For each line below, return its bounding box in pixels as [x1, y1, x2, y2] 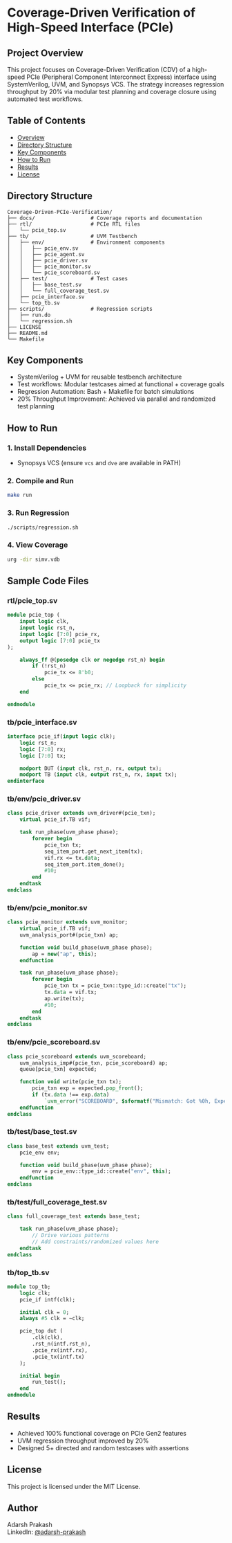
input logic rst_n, [19, 624, 76, 631]
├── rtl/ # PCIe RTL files [7, 220, 140, 228]
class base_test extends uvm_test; [7, 1142, 110, 1150]
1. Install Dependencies [7, 443, 87, 453]
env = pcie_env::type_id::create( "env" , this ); [32, 1168, 171, 1175]
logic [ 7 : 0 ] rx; [19, 746, 67, 752]
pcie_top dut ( [19, 1328, 64, 1335]
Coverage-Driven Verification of [7, 5, 195, 21]
